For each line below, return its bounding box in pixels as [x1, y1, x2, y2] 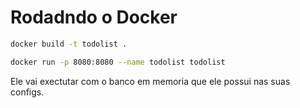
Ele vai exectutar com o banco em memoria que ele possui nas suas [10, 75, 291, 87]
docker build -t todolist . [10, 39, 128, 49]
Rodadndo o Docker [10, 6, 178, 29]
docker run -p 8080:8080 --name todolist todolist [10, 57, 226, 67]
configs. [10, 86, 45, 98]
